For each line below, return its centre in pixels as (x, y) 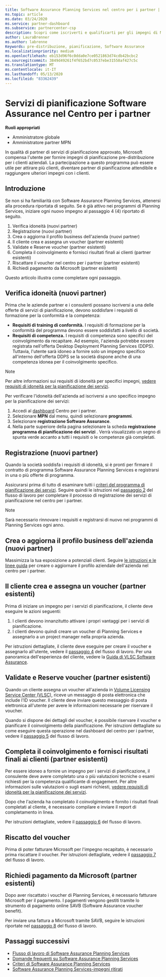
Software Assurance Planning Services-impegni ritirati (67, 969)
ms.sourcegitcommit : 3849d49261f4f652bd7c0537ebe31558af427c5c (72, 60)
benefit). (14, 911)
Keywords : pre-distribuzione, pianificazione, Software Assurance (75, 47)
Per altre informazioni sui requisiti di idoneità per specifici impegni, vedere (81, 381)
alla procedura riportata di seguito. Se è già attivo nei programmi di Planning (83, 206)
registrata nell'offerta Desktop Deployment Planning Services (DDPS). (83, 346)
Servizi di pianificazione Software (76, 103)
